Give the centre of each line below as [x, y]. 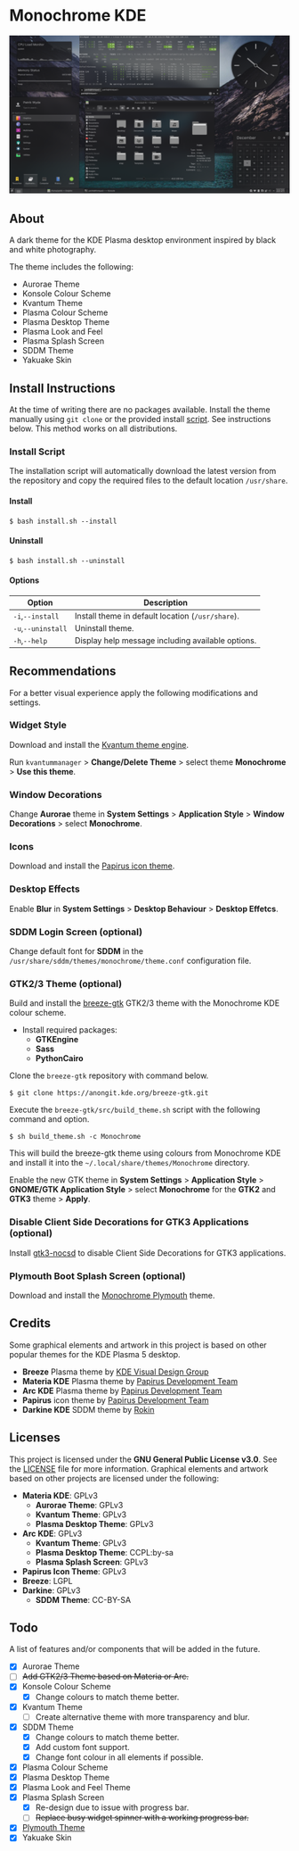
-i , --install [36, 616]
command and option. [49, 1119]
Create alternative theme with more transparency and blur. [142, 1717]
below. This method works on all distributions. [93, 428]
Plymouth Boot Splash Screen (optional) [97, 1275]
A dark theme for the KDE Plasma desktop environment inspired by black [143, 240]
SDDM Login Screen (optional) [76, 932]
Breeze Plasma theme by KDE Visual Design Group [115, 1372]
